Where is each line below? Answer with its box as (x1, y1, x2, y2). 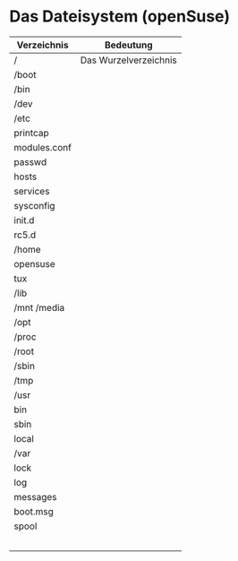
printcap (13, 126, 49, 139)
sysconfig (13, 199, 55, 211)
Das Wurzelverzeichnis (80, 54, 177, 66)
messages (13, 490, 57, 503)
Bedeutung (104, 39, 154, 51)
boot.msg (13, 505, 54, 517)
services (13, 185, 50, 197)
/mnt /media (13, 301, 65, 314)
